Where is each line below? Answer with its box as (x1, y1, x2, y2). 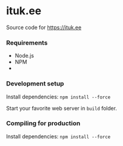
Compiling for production (6, 119, 81, 128)
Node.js (14, 52, 34, 59)
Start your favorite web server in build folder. (6, 104, 117, 112)
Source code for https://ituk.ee (6, 24, 82, 31)
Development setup (6, 80, 64, 88)
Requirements (6, 39, 48, 47)
